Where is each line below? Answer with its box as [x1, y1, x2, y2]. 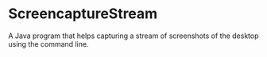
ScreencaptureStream [8, 5, 158, 23]
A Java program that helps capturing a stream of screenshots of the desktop [8, 31, 259, 40]
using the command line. [8, 39, 89, 48]
